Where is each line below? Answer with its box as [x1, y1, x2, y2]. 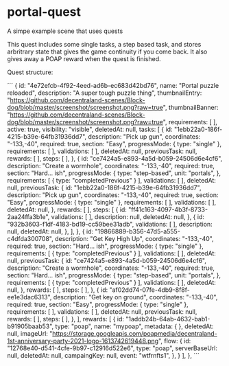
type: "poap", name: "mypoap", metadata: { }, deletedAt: [55, 322, 214, 330]
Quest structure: [7, 68, 53, 76]
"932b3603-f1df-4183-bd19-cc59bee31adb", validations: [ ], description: [7, 220, 213, 228]
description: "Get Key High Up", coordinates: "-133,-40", [54, 234, 214, 242]
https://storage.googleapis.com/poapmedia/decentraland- [52, 329, 217, 337]
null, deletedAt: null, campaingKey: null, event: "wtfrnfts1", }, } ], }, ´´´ [7, 351, 200, 359]
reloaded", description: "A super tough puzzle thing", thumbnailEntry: [7, 89, 202, 97]
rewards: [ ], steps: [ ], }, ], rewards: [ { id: [7, 314, 125, 323]
